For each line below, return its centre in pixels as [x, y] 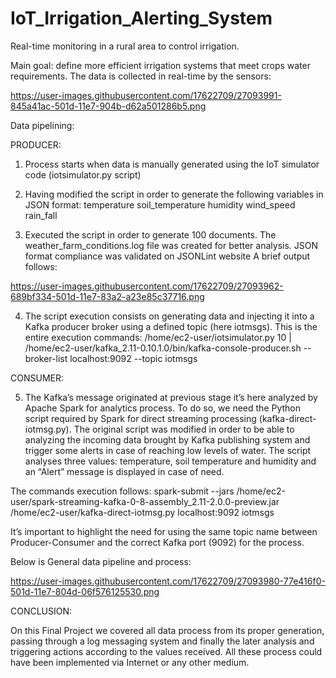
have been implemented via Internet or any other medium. [130, 662]
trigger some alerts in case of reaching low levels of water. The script [168, 450]
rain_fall [41, 215]
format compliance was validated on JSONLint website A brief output [167, 256]
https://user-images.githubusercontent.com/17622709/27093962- [147, 286]
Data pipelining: [42, 125]
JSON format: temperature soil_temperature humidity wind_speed [160, 204]
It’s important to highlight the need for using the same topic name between [164, 531]
